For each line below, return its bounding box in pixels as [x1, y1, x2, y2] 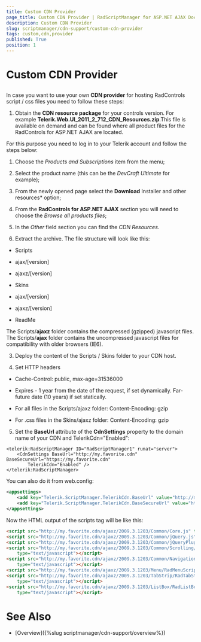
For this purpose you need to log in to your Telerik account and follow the [6, 140, 187, 147]
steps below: [6, 147, 38, 154]
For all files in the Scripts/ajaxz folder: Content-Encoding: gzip [14, 405, 169, 412]
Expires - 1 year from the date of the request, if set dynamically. [14, 387, 172, 394]
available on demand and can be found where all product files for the [14, 122, 185, 129]
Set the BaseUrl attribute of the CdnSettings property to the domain [14, 428, 184, 436]
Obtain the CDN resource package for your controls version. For [14, 109, 175, 117]
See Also [6, 610, 51, 623]
